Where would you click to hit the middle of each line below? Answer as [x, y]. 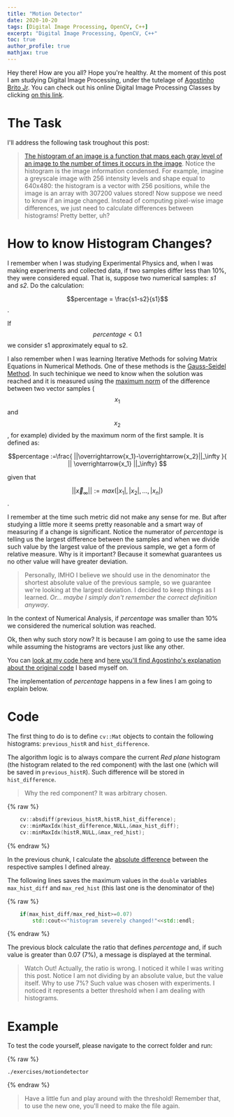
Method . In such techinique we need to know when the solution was [105, 373]
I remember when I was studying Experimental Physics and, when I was [110, 263]
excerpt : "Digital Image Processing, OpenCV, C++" [82, 33]
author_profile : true [39, 46]
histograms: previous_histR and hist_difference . [79, 744]
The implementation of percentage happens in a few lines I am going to [110, 682]
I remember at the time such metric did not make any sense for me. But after [117, 517]
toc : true [22, 40]
